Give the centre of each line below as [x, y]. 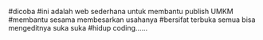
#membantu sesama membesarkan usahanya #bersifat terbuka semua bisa [132, 20]
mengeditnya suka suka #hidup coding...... [78, 28]
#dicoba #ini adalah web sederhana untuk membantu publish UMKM [121, 11]
